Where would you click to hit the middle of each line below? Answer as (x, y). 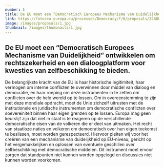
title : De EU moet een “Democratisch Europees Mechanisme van (70, 14)
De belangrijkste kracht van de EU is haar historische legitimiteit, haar (75, 82)
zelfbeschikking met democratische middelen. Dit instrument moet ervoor (79, 149)
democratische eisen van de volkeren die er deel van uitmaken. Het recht (79, 124)
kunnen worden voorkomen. (33, 160)
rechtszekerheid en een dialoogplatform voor (75, 63)
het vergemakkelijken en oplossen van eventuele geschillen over (70, 144)
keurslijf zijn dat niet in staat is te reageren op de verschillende (68, 118)
